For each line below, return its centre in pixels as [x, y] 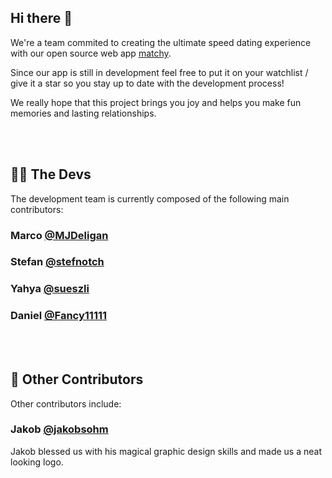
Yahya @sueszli [50, 289]
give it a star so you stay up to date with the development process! [147, 83]
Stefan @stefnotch [57, 262]
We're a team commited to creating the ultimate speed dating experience [161, 42]
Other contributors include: [66, 403]
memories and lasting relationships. [83, 113]
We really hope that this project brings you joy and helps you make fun [156, 102]
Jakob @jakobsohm [59, 429]
